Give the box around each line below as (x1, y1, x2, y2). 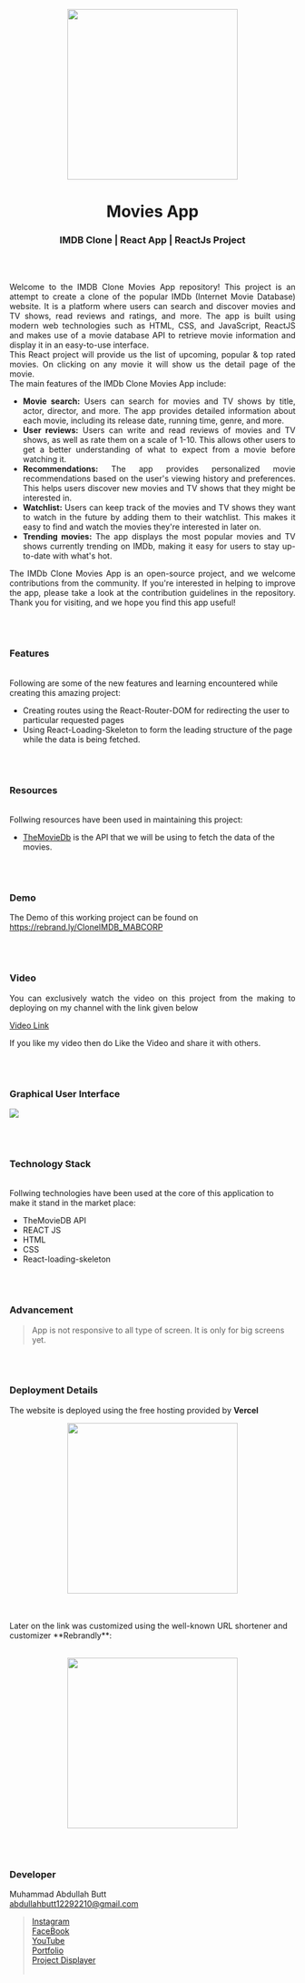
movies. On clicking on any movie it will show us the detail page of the (9, 359, 296, 370)
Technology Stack (9, 1157, 92, 1170)
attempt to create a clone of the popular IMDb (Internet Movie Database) (9, 291, 296, 302)
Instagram (31, 1916, 70, 1928)
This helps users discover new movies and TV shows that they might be (22, 483, 296, 494)
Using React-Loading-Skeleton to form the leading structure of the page (22, 724, 293, 735)
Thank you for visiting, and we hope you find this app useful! (9, 597, 236, 609)
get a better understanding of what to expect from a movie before (22, 444, 296, 455)
